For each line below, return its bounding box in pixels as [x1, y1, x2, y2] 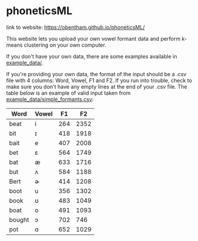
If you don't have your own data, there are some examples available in [6, 53, 177, 60]
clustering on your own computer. [24, 41, 107, 48]
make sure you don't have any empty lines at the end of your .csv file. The [6, 83, 188, 90]
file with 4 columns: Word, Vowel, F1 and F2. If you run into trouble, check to [6, 77, 193, 84]
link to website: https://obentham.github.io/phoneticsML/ [6, 24, 145, 31]
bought [9, 216, 30, 224]
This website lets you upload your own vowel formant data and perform [6, 35, 181, 42]
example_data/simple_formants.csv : [6, 96, 94, 103]
